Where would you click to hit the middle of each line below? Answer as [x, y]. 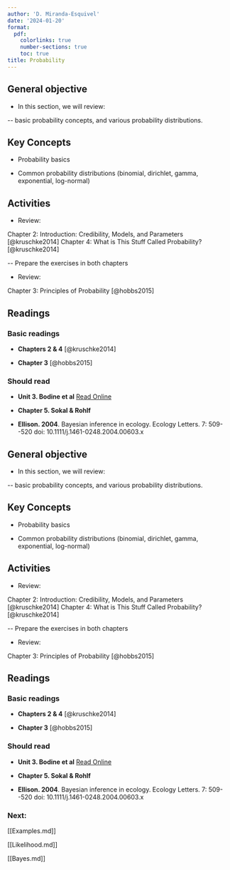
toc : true [35, 54]
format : [19, 27]
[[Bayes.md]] [27, 858]
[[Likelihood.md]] [33, 844]
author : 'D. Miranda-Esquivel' [54, 14]
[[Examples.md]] [32, 831]
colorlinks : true [46, 41]
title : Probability [36, 61]
